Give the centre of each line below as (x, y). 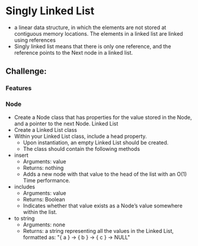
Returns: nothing (43, 168)
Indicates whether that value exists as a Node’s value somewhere (103, 206)
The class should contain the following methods (82, 149)
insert (21, 155)
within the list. (40, 212)
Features (19, 89)
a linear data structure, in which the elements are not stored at (90, 27)
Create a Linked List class (46, 130)
